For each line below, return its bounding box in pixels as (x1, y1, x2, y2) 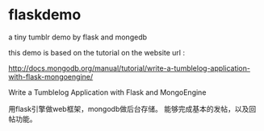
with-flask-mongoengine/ (8, 72, 94, 81)
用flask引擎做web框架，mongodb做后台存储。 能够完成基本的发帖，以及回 (8, 104, 257, 113)
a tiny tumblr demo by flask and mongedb (8, 32, 148, 42)
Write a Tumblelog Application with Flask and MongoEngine (8, 87, 207, 97)
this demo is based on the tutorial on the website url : (8, 47, 186, 57)
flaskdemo (8, 6, 82, 24)
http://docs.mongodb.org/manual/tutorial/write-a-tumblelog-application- (8, 63, 250, 73)
